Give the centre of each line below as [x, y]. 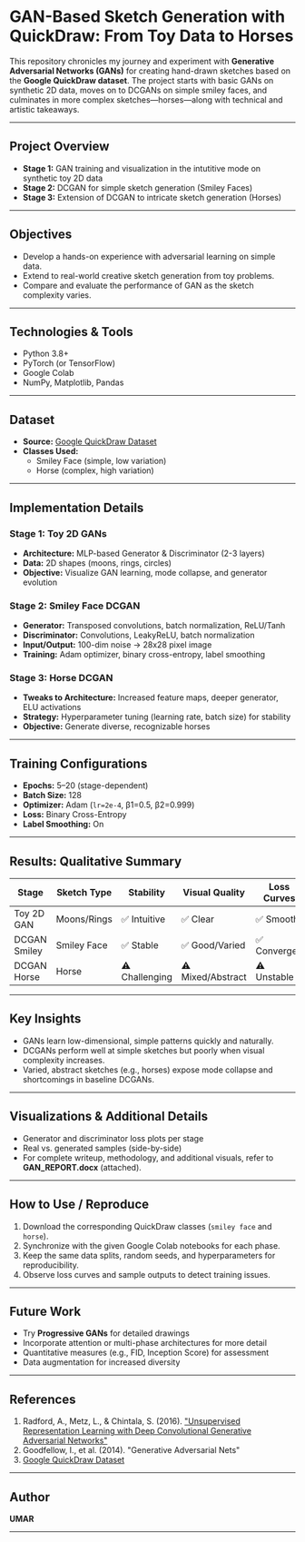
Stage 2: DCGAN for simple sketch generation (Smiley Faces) [138, 187]
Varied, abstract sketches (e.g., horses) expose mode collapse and [148, 1070]
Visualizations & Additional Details [109, 1117]
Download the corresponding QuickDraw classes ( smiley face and [147, 1226]
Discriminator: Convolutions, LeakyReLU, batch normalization [138, 635]
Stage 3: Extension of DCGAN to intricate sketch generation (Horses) [152, 197]
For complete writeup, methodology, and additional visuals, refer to [148, 1157]
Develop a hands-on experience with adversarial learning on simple [149, 256]
